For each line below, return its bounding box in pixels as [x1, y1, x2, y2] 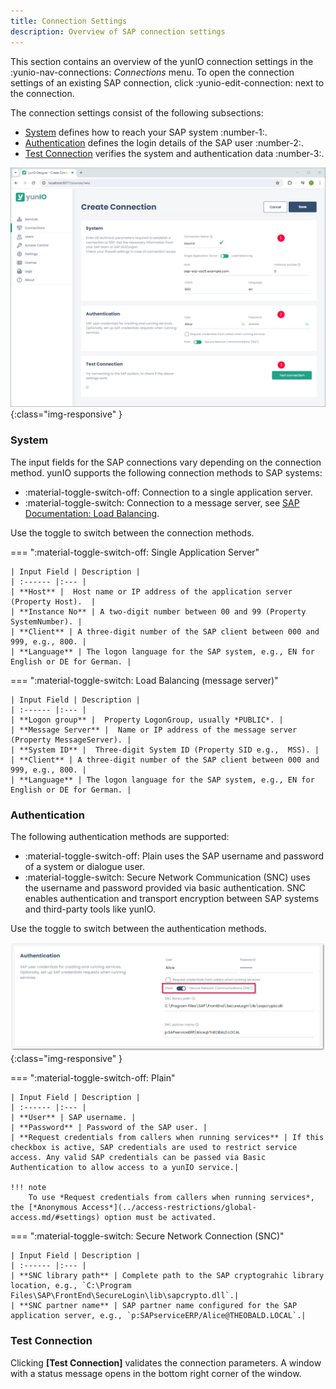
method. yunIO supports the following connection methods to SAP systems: [10, 466, 323, 479]
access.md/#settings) [10, 1213, 101, 1223]
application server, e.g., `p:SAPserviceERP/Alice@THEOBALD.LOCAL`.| [10, 1311, 307, 1321]
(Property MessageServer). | [10, 735, 132, 745]
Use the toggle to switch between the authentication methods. [10, 923, 267, 934]
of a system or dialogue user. [24, 861, 145, 872]
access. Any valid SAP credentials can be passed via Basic [10, 1153, 267, 1163]
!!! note [10, 1183, 47, 1193]
